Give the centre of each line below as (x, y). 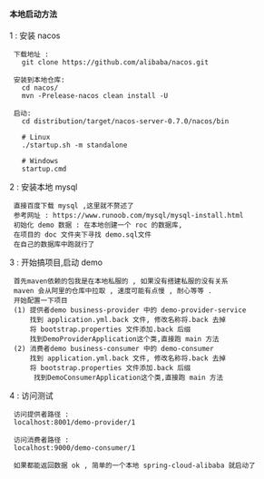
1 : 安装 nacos (35, 35)
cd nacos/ (40, 88)
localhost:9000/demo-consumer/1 (74, 448)
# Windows (40, 161)
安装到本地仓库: (39, 80)
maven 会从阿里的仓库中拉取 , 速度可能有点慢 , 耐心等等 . (113, 291)
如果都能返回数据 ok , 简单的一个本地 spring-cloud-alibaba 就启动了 (134, 466)
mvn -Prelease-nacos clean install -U (95, 96)
